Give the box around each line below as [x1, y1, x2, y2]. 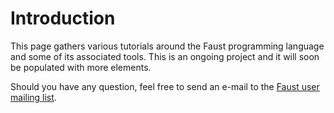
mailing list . [10, 91, 57, 103]
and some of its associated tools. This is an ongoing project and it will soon [10, 50, 320, 62]
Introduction [10, 7, 116, 30]
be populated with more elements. [10, 61, 152, 73]
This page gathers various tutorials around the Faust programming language [10, 40, 325, 52]
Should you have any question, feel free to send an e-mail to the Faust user [10, 80, 320, 92]
